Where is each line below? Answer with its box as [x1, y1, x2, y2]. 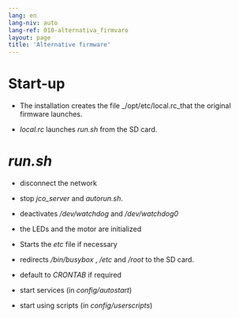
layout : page [8, 33, 51, 42]
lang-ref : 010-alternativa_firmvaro [8, 26, 129, 34]
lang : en [8, 11, 37, 20]
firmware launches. [19, 110, 83, 119]
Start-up [8, 75, 65, 93]
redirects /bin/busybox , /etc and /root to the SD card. [19, 255, 195, 264]
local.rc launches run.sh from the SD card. [19, 125, 158, 134]
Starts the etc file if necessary [19, 240, 118, 249]
